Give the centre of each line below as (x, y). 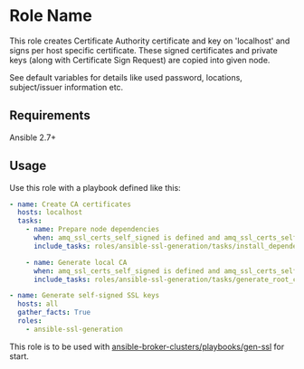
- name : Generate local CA (76, 262)
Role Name (51, 16)
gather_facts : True (54, 313)
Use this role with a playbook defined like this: (95, 187)
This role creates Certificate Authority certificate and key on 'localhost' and (150, 41)
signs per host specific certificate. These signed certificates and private (143, 50)
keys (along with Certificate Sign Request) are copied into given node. (140, 60)
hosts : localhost (50, 213)
